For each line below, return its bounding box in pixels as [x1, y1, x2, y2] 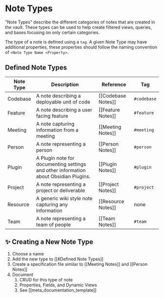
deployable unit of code [36, 98, 90, 105]
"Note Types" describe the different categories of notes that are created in [5, 19, 155, 25]
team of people [36, 221, 71, 228]
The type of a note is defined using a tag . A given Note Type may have [5, 39, 147, 44]
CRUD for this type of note [19, 277, 73, 282]
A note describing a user [36, 106, 93, 113]
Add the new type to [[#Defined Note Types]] [12, 256, 103, 262]
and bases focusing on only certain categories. [5, 29, 100, 35]
